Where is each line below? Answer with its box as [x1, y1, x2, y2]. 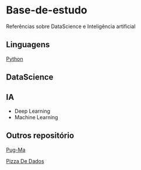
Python [6, 55, 23, 62]
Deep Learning [14, 107, 51, 115]
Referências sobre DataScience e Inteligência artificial [6, 23, 136, 30]
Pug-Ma [6, 146, 26, 153]
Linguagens [6, 40, 50, 50]
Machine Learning [14, 113, 58, 120]
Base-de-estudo [6, 4, 87, 17]
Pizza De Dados [6, 157, 45, 164]
